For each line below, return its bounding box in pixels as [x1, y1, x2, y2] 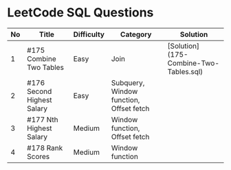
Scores [27, 151, 50, 161]
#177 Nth [27, 114, 58, 124]
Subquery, [111, 77, 145, 87]
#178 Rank [27, 143, 63, 152]
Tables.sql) [167, 66, 203, 76]
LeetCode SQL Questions [7, 5, 154, 21]
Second [27, 86, 52, 96]
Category [120, 29, 152, 39]
